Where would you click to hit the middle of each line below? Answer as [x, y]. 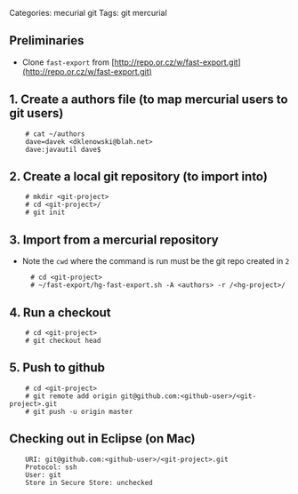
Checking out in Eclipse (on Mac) [102, 439]
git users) [36, 113]
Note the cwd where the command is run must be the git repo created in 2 [156, 261]
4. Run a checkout [60, 312]
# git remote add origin [71, 396]
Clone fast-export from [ [68, 62]
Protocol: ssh [51, 467]
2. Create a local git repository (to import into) [139, 177]
